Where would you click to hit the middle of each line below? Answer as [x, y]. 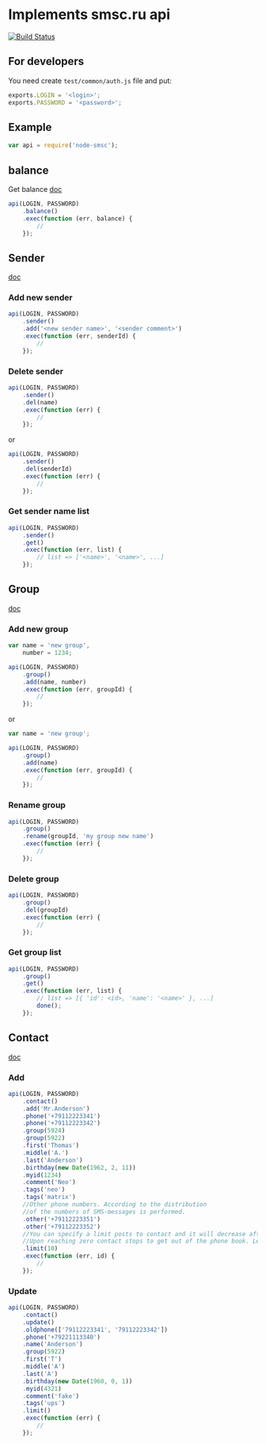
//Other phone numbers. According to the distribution [115, 1205]
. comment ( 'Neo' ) [49, 1182]
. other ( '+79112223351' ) [62, 1219]
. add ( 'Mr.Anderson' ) [56, 1109]
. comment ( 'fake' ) [51, 1396]
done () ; [49, 1006]
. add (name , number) [55, 682]
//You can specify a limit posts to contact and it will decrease [134, 1234]
